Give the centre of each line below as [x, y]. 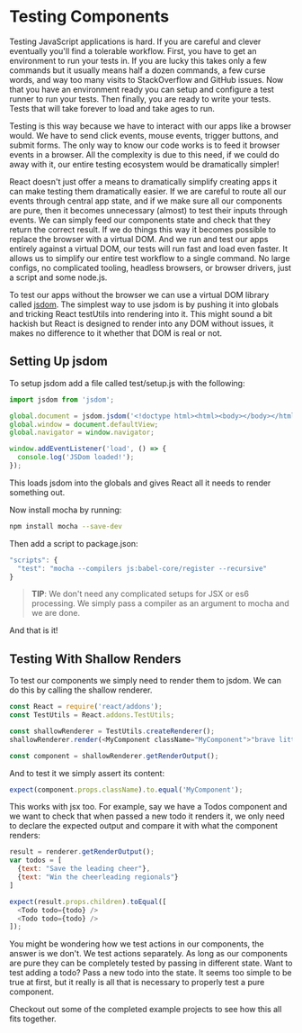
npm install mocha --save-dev [66, 526]
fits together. [33, 1019]
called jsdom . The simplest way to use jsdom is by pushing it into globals [144, 304]
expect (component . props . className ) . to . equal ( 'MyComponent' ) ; [126, 790]
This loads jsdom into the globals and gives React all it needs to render [140, 483]
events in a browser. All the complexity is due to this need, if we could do [145, 154]
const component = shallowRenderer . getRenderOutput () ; [114, 756]
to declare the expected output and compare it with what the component [144, 826]
